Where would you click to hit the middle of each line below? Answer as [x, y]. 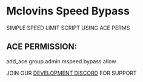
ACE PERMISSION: [42, 47]
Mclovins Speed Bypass [68, 11]
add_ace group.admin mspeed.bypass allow [61, 61]
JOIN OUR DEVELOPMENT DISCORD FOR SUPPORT [72, 73]
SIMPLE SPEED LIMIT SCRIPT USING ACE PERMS [68, 28]
